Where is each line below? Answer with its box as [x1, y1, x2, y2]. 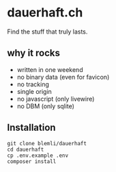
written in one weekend [16, 65, 83, 73]
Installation [7, 122, 56, 134]
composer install [7, 158, 57, 165]
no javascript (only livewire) [16, 95, 95, 103]
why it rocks [7, 47, 60, 59]
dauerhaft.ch [7, 5, 83, 21]
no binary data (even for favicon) [16, 73, 110, 81]
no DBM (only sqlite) [16, 101, 75, 110]
